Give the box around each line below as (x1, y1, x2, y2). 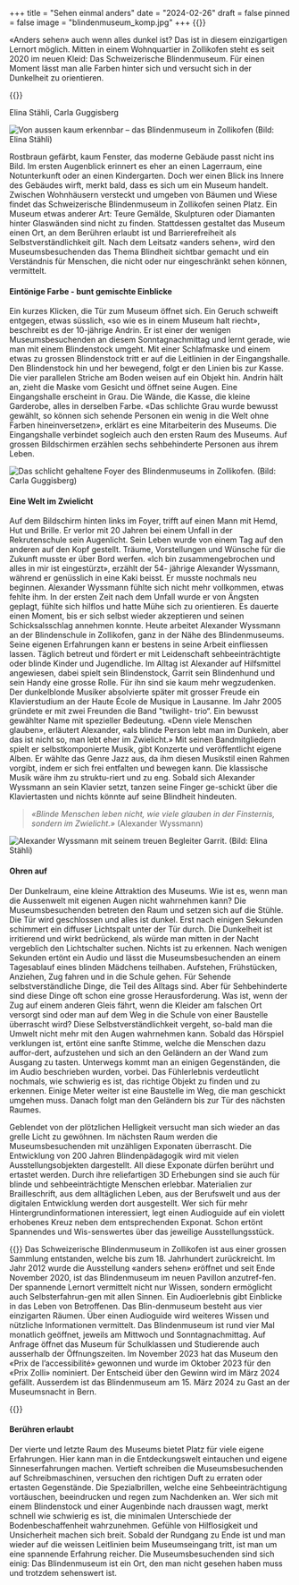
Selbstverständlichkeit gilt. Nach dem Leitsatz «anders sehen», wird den (9, 237, 276, 247)
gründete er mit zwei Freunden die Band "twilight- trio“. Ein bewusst (9, 706, 259, 717)
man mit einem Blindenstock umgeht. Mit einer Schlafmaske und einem (9, 344, 270, 354)
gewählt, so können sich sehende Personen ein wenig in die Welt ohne (9, 411, 270, 422)
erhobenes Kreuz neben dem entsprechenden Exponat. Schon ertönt (9, 1216, 263, 1227)
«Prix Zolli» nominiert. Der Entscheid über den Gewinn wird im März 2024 (9, 1367, 280, 1377)
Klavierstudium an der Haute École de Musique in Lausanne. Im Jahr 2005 (9, 696, 282, 707)
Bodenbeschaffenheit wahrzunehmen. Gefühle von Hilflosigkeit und (9, 1520, 259, 1530)
